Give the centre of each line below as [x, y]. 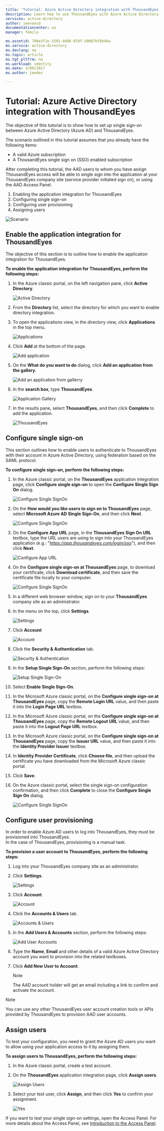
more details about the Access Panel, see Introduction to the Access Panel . [81, 1123]
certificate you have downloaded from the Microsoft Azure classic [79, 761]
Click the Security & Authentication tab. [53, 649]
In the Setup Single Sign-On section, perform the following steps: [79, 668]
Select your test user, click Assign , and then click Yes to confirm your [83, 1094]
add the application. [33, 413]
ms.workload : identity [29, 64]
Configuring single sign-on [40, 199]
